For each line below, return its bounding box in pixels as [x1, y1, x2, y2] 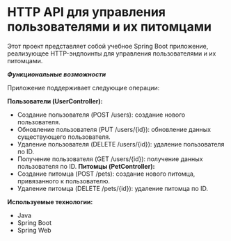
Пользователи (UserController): [7, 97, 103, 105]
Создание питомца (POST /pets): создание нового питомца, [17, 169, 196, 178]
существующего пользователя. [17, 133, 111, 141]
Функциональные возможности [7, 70, 106, 78]
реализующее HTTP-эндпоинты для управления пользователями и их [7, 49, 216, 58]
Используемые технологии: [7, 197, 93, 206]
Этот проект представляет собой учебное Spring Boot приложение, [7, 42, 209, 50]
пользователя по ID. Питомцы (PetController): [17, 162, 155, 170]
